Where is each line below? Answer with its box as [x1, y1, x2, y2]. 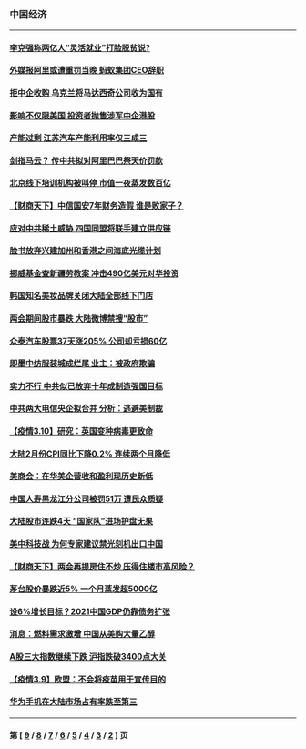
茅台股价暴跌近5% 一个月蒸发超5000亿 [9, 583, 158, 594]
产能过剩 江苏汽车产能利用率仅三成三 [9, 132, 148, 143]
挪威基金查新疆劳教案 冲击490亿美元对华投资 [9, 267, 179, 279]
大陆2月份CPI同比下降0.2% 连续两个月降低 [9, 448, 171, 459]
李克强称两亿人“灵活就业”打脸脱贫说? [9, 42, 150, 53]
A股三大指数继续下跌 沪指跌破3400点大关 [9, 651, 167, 662]
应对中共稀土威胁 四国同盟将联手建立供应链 [9, 222, 171, 233]
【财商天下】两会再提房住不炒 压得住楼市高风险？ [9, 560, 196, 571]
